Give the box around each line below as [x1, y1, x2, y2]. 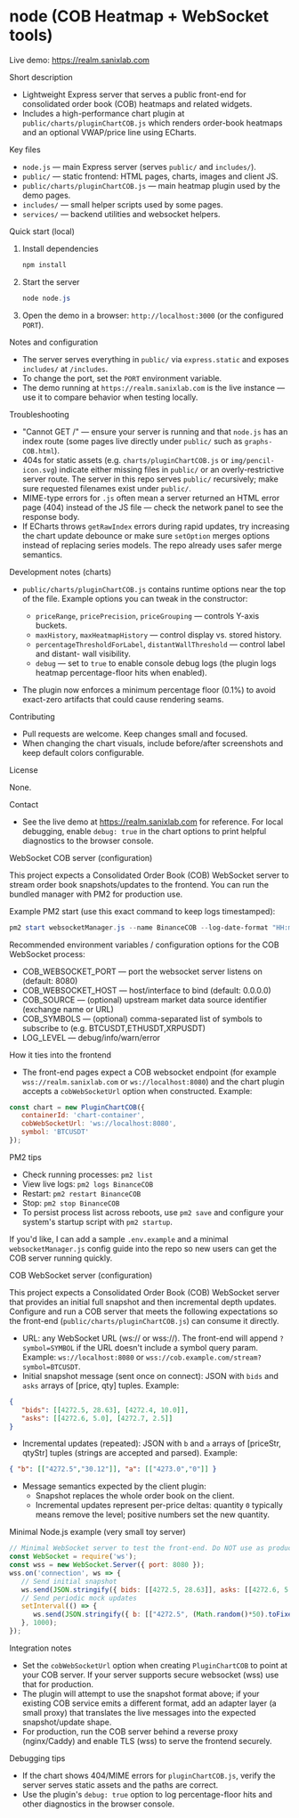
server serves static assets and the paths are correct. [21, 1779, 219, 1790]
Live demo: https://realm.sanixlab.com [9, 54, 149, 65]
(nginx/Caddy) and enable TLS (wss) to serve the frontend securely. [21, 1735, 273, 1746]
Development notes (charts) [9, 566, 112, 577]
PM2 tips [9, 1151, 42, 1163]
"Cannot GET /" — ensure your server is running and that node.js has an [21, 426, 288, 437]
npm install [21, 260, 67, 269]
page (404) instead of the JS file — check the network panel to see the [21, 501, 284, 513]
